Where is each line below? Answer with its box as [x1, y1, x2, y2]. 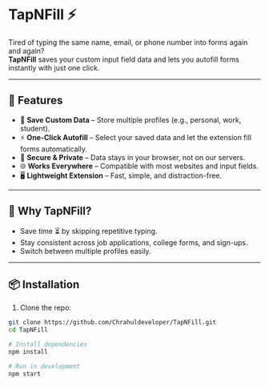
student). [19, 123, 50, 133]
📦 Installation [8, 277, 80, 292]
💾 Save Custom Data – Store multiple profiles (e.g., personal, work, [19, 115, 242, 124]
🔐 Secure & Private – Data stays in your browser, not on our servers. [19, 152, 246, 162]
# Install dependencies [8, 340, 88, 348]
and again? [8, 46, 45, 55]
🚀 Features [8, 94, 63, 107]
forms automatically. [19, 144, 88, 154]
